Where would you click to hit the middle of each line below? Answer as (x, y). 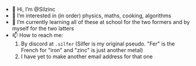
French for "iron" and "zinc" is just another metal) (82, 50)
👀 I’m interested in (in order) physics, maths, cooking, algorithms (92, 16)
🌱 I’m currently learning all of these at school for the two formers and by (101, 22)
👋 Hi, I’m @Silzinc (34, 9)
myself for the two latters (43, 28)
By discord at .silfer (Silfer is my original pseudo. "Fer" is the (98, 44)
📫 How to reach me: (37, 35)
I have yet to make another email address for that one (87, 56)
